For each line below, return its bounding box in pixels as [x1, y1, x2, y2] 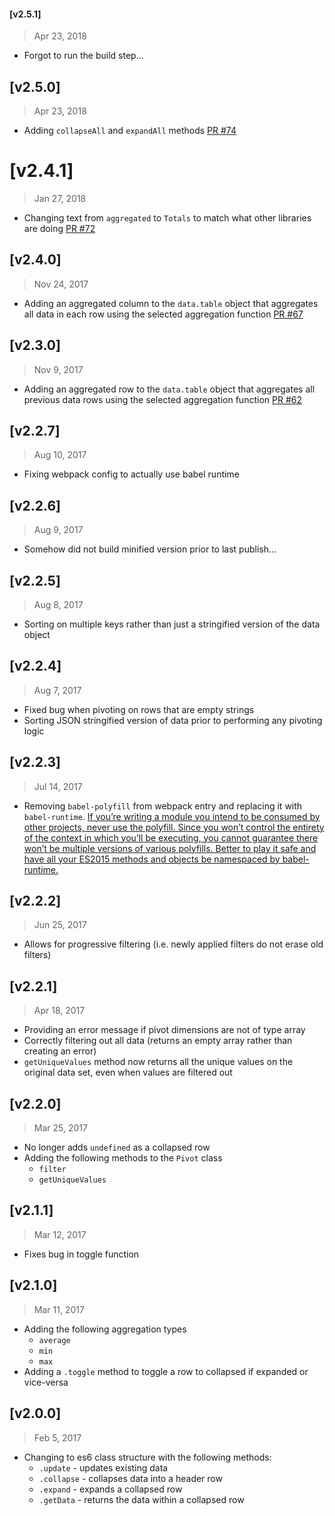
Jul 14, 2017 [33, 780, 83, 792]
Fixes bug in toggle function [23, 1248, 140, 1260]
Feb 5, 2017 [33, 1431, 82, 1444]
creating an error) [23, 1045, 97, 1057]
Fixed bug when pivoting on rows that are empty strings [23, 703, 255, 715]
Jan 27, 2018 [33, 192, 87, 204]
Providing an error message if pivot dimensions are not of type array [23, 1024, 306, 1036]
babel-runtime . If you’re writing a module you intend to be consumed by [23, 810, 321, 822]
